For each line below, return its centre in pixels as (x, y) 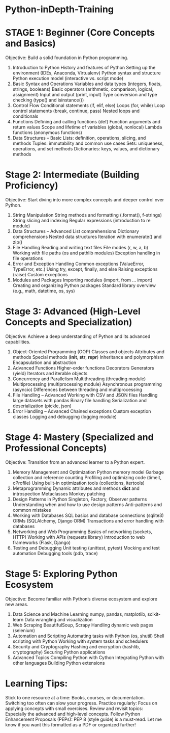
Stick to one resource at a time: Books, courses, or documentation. (75, 697)
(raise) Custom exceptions (40, 275)
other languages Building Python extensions (59, 663)
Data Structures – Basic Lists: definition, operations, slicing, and (79, 138)
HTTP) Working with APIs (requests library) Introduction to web (79, 537)
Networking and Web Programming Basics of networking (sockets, (82, 532)
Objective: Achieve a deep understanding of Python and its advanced (78, 336)
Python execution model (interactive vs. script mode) (68, 78)
